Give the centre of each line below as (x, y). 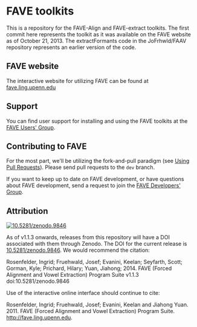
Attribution (27, 211)
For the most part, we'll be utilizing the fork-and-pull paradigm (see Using (98, 161)
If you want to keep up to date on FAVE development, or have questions (95, 179)
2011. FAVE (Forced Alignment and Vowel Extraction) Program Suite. (91, 311)
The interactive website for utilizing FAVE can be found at (78, 81)
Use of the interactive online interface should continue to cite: (83, 293)
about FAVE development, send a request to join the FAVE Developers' (94, 185)
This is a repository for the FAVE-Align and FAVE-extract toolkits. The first (98, 28)
